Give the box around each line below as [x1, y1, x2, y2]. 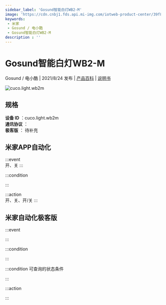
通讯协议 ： [5, 121, 28, 127]
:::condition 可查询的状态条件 [5, 266, 64, 272]
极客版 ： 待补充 [5, 127, 38, 133]
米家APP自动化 [5, 143, 51, 152]
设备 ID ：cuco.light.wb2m [5, 115, 59, 121]
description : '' [5, 35, 41, 40]
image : [5, 12, 19, 17]
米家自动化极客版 [5, 213, 57, 222]
